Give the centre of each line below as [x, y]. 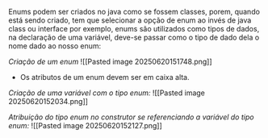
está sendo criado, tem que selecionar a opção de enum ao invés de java [130, 20]
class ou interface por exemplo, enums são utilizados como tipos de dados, [134, 29]
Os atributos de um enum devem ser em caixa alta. [105, 77]
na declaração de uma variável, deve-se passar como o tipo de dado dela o [134, 37]
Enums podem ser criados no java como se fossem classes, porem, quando [134, 12]
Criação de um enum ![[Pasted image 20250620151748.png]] [110, 61]
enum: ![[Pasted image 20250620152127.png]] [86, 125]
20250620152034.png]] [48, 101]
